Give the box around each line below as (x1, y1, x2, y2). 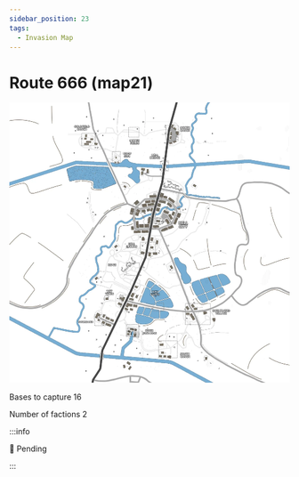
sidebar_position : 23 (9, 14, 90, 23)
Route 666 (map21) (9, 72, 154, 93)
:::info (9, 426, 30, 437)
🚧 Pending (9, 443, 47, 454)
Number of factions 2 (9, 409, 87, 420)
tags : (9, 23, 29, 33)
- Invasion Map (17, 33, 74, 42)
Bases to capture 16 (9, 392, 82, 402)
